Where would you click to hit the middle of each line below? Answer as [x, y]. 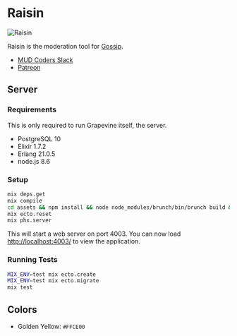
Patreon [29, 67]
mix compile [25, 200]
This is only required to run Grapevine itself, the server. [87, 125]
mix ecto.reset [30, 214]
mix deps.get [26, 194]
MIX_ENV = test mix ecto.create [52, 274]
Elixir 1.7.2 [32, 146]
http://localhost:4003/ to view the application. [74, 241]
